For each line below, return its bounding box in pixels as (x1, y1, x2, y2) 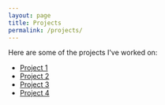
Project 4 (19, 88, 50, 98)
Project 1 (19, 63, 48, 73)
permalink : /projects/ (8, 26, 83, 34)
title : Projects (8, 19, 62, 27)
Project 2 (19, 72, 50, 81)
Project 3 (19, 80, 50, 89)
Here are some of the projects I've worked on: (8, 48, 158, 58)
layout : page (8, 11, 51, 20)
